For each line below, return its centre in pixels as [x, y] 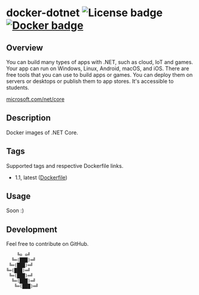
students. [18, 88]
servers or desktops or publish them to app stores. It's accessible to [90, 81]
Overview [25, 48]
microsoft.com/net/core [35, 99]
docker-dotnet [43, 13]
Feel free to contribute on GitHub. [48, 244]
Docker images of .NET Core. [42, 133]
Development [32, 229]
